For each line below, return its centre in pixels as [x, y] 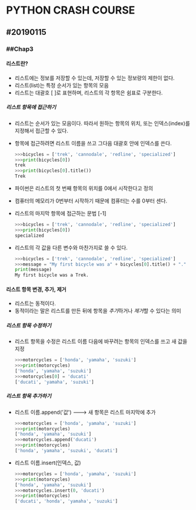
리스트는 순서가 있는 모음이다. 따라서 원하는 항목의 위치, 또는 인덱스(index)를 [102, 123]
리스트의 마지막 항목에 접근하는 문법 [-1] [60, 214]
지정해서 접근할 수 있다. [41, 130]
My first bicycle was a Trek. [52, 275]
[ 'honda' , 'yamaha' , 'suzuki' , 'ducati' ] [66, 451]
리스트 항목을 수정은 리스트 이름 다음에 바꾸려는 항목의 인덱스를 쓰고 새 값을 [101, 341]
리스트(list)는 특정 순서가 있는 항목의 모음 [62, 85]
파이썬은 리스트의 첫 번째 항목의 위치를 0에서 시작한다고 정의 [84, 188]
